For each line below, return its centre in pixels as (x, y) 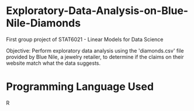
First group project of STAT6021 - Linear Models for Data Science (85, 39)
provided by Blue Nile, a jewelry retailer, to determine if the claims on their (95, 57)
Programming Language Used (80, 87)
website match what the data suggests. (53, 63)
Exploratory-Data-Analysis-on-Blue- (97, 11)
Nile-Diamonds (43, 23)
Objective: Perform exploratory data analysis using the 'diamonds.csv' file (95, 50)
